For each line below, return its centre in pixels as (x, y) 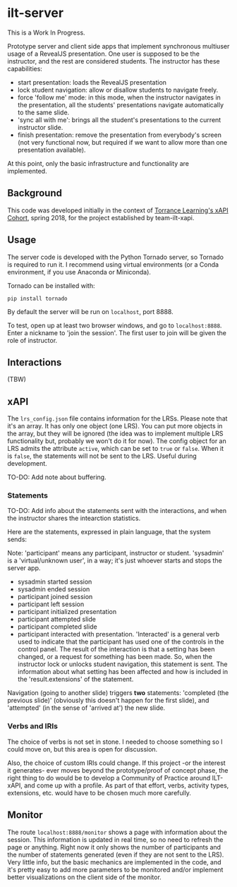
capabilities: (25, 68)
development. (27, 464)
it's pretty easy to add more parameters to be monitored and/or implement (115, 869)
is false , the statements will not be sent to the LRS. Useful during (102, 456)
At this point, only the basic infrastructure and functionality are (98, 163)
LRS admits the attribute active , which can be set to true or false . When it (116, 449)
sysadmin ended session (54, 589)
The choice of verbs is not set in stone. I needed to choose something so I (115, 742)
